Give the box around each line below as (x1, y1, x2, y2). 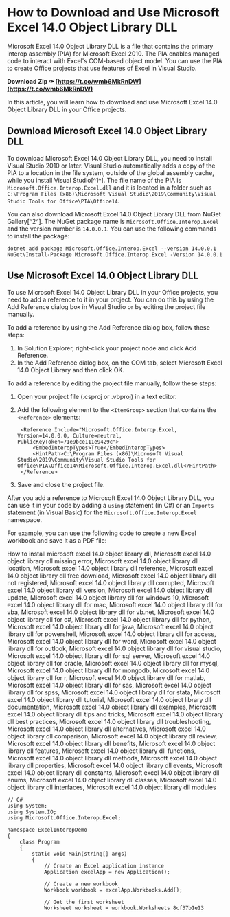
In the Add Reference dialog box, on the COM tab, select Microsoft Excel (16, 359, 222, 367)
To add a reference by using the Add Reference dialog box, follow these (7, 323, 211, 331)
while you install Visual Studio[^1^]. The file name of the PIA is (7, 176, 182, 184)
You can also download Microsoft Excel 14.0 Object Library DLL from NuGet (7, 210, 221, 218)
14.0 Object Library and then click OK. (16, 365, 125, 374)
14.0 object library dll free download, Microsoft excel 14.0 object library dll (7, 571, 216, 580)
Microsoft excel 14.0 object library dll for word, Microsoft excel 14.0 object (7, 637, 216, 645)
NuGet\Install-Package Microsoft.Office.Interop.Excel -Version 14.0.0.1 (7, 251, 223, 258)
